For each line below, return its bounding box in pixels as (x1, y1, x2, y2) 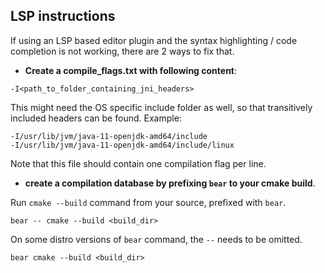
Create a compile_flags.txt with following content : (24, 64, 238, 76)
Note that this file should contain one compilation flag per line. (10, 157, 267, 169)
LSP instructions (10, 8, 116, 25)
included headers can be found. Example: (10, 112, 182, 124)
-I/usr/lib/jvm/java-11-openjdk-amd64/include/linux (10, 140, 235, 150)
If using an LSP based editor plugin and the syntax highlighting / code (10, 34, 298, 46)
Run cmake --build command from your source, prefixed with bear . (10, 196, 287, 208)
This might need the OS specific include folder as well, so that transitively (10, 101, 313, 113)
